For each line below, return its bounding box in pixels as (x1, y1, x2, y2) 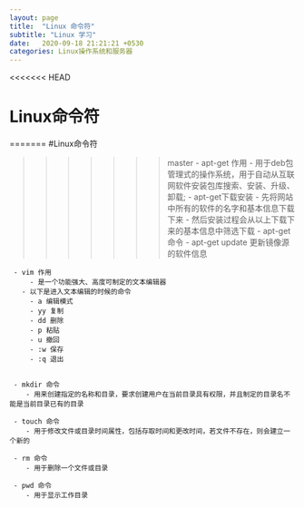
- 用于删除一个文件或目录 (25, 464, 109, 473)
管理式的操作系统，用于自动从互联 (167, 169, 295, 180)
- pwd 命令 (13, 482, 52, 491)
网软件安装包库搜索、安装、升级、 (167, 181, 295, 191)
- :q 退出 (29, 355, 64, 364)
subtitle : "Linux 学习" (9, 30, 97, 39)
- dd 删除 (29, 317, 64, 326)
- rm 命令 (13, 454, 48, 464)
